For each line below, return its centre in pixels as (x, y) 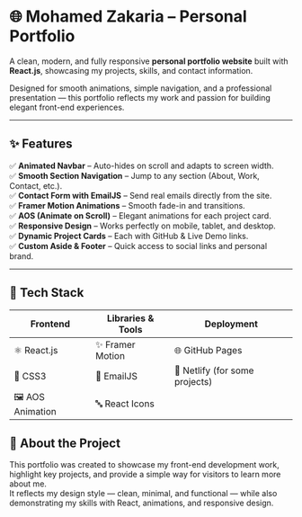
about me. (28, 484)
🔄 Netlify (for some (214, 370)
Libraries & (130, 318)
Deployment (231, 324)
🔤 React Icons (125, 404)
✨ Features (41, 144)
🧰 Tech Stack (47, 293)
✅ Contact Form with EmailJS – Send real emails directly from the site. (141, 195)
